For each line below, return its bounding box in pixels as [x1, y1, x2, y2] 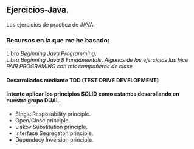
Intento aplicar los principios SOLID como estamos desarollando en [6, 90, 179, 98]
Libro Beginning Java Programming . [6, 50, 97, 57]
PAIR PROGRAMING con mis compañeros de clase [6, 63, 133, 70]
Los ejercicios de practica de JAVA [6, 21, 94, 28]
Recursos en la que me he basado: [6, 36, 110, 44]
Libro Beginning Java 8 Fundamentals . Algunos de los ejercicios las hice [6, 56, 189, 64]
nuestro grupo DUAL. [6, 97, 61, 104]
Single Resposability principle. [15, 110, 91, 118]
